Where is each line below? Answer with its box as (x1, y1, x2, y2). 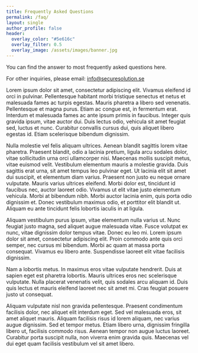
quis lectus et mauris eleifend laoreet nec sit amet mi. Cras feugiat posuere (6, 284, 189, 291)
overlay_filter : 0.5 (11, 42, 62, 48)
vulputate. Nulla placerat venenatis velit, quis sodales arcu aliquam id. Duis (6, 278, 188, 285)
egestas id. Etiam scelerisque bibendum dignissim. (6, 130, 130, 137)
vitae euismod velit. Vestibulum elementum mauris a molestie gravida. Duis (6, 161, 189, 168)
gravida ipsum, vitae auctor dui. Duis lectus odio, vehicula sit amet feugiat (6, 118, 186, 125)
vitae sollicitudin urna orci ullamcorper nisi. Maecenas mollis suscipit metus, (6, 155, 191, 162)
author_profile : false (6, 25, 62, 31)
